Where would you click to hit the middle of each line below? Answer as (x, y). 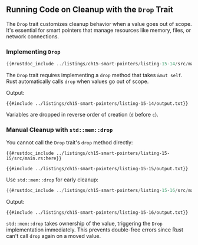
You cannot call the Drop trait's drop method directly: (70, 143)
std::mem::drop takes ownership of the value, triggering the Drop (85, 224)
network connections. (33, 36)
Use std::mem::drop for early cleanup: (52, 180)
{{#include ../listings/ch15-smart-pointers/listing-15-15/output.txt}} (97, 169)
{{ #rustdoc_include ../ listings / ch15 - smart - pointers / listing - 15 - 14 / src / (97, 64)
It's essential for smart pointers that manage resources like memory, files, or (99, 30)
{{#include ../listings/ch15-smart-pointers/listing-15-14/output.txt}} (97, 103)
